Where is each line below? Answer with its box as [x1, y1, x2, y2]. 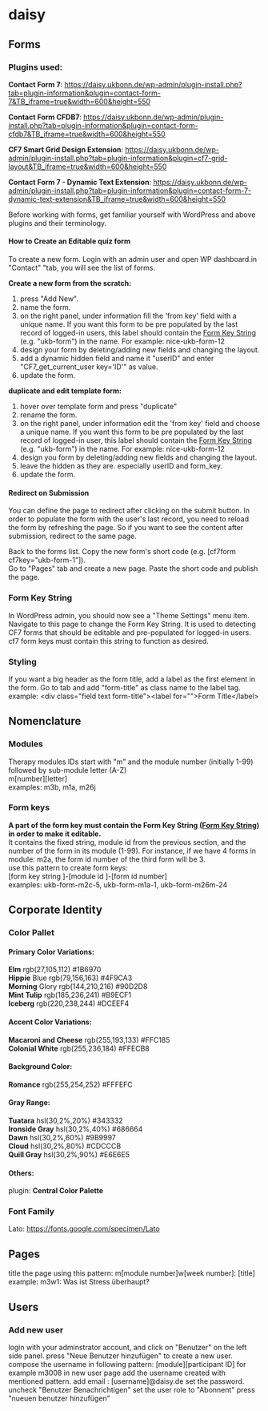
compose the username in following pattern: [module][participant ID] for [8, 1359, 246, 1369]
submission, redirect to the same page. [8, 531, 138, 541]
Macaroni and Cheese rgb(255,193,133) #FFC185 [8, 1035, 170, 1044]
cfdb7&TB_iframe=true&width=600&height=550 [8, 129, 166, 139]
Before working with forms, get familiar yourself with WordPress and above [8, 210, 256, 219]
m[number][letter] [8, 774, 68, 783]
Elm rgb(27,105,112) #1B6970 [8, 965, 102, 975]
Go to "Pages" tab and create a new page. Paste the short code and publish [8, 564, 258, 573]
